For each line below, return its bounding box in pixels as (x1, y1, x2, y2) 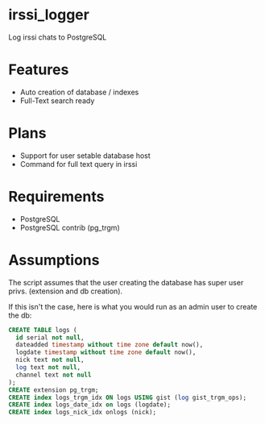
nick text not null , (15, 356, 85, 364)
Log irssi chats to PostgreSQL (8, 32, 107, 42)
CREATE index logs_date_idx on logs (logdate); (8, 401, 172, 409)
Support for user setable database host (19, 151, 151, 160)
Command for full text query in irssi (19, 159, 138, 168)
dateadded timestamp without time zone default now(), (15, 341, 204, 349)
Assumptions (8, 251, 100, 269)
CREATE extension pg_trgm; (8, 385, 99, 394)
